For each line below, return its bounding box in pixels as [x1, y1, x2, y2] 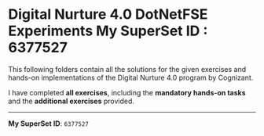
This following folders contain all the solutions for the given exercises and [8, 64, 247, 73]
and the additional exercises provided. [8, 96, 135, 106]
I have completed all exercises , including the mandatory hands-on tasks [8, 88, 246, 97]
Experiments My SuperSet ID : [8, 22, 208, 40]
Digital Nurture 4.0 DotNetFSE [8, 5, 208, 23]
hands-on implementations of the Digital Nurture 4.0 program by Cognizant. [8, 73, 254, 82]
